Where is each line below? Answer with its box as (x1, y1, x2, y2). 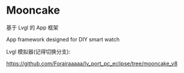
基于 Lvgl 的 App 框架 (6, 24, 59, 31)
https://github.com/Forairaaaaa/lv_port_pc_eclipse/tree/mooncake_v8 (6, 60, 178, 67)
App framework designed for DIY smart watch (6, 36, 120, 43)
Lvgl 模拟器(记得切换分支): (6, 48, 71, 55)
